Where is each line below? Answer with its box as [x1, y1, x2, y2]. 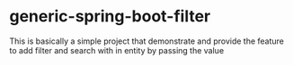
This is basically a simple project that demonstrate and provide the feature [9, 36, 285, 46]
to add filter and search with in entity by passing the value [9, 45, 225, 55]
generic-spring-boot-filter [9, 6, 211, 27]
